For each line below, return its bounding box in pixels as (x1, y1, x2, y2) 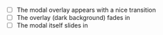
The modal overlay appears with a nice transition (16, 6, 157, 14)
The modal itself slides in (16, 21, 88, 30)
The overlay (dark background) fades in (16, 14, 130, 22)
